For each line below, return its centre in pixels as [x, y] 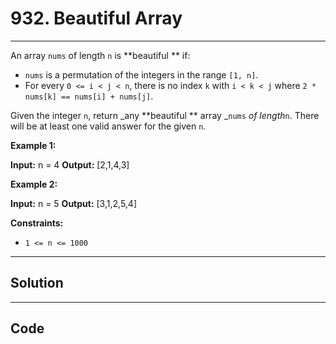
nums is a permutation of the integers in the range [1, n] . [141, 74]
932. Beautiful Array [96, 18]
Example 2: [34, 184]
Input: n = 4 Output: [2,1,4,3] [70, 164]
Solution [37, 283]
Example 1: [33, 145]
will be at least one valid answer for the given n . [108, 126]
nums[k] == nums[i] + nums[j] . [89, 96]
